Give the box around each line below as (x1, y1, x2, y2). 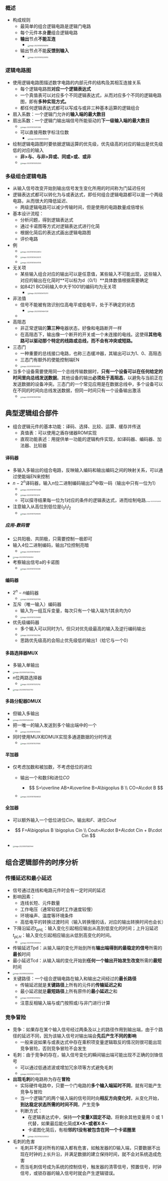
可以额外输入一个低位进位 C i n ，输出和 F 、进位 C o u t (12, 817, 117, 823)
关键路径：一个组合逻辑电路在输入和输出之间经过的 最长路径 (12, 975, 137, 982)
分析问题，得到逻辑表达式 (20, 217, 74, 223)
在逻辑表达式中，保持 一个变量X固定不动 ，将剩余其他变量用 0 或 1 (27, 1114, 163, 1120)
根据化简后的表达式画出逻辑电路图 (20, 229, 91, 235)
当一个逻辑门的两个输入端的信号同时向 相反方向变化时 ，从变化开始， (20, 1095, 162, 1101)
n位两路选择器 (12, 675, 42, 681)
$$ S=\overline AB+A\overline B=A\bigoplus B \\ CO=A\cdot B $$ (29, 785, 163, 791)
